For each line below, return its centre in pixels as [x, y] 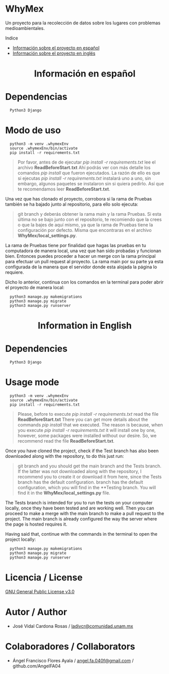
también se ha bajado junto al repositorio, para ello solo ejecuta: [72, 204]
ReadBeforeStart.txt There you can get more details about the [83, 420]
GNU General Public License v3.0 [40, 591]
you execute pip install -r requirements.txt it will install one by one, [87, 430]
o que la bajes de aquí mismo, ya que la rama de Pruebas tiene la [85, 225]
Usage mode [32, 382]
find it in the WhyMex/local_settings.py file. [64, 493]
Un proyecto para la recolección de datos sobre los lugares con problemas [83, 23]
